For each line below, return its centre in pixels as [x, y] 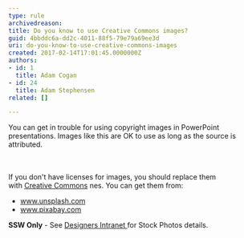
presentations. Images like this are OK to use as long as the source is [122, 136]
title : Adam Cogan [47, 75]
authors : [23, 61]
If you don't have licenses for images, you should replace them [112, 177]
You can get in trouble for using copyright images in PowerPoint [114, 127]
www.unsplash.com [53, 201]
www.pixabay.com [51, 210]
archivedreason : [35, 23]
